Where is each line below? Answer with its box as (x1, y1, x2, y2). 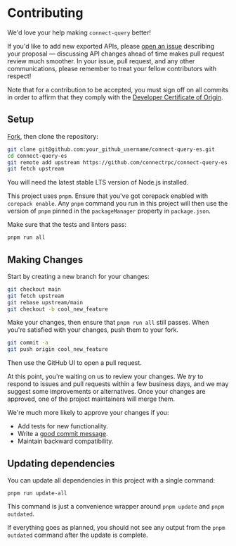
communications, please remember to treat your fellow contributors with (7, 64, 217, 73)
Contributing (7, 5, 84, 21)
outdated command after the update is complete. (7, 531, 149, 539)
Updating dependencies (7, 457, 115, 469)
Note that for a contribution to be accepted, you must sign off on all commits (7, 85, 229, 94)
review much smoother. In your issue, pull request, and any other (7, 56, 195, 65)
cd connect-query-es (7, 152, 68, 159)
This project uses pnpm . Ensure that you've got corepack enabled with (7, 192, 209, 200)
